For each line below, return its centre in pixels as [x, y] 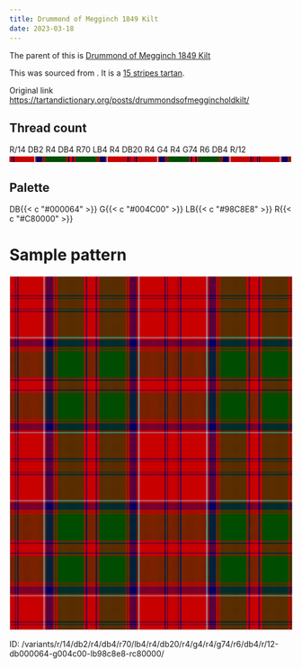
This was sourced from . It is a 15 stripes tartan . [97, 73]
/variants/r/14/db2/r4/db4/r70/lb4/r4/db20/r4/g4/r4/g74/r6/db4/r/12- [150, 645]
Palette [30, 188]
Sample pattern [68, 255]
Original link [31, 90]
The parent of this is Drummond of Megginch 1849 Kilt [110, 55]
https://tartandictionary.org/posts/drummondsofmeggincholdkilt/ [129, 100]
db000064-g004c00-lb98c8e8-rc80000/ [87, 654]
